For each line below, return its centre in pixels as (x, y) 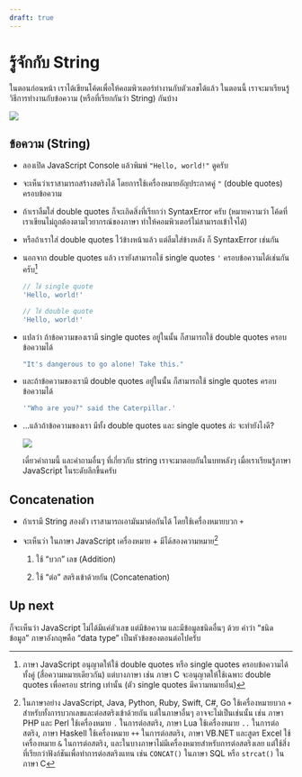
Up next (31, 606)
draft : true (31, 18)
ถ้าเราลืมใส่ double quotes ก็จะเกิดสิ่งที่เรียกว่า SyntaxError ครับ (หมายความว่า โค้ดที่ (155, 212)
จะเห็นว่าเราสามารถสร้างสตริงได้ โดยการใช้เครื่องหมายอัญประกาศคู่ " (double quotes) (152, 183)
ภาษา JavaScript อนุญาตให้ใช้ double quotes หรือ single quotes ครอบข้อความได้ (155, 664)
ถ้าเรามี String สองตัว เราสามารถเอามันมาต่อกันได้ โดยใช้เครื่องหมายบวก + (133, 521)
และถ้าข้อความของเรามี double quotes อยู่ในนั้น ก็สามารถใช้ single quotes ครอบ (149, 381)
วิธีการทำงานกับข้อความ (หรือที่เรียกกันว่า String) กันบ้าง (93, 98)
